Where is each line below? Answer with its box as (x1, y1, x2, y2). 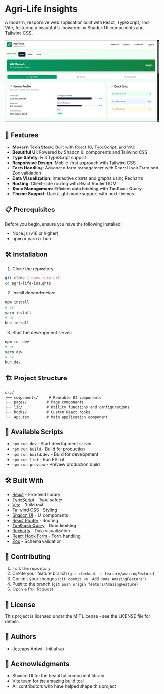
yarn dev (5, 350, 23, 355)
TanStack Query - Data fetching (12, 523, 77, 528)
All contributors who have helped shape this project (12, 683, 116, 689)
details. (5, 618, 20, 624)
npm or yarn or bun (12, 235, 51, 241)
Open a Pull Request (12, 586, 54, 592)
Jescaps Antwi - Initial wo (12, 646, 64, 652)
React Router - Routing (12, 518, 59, 524)
